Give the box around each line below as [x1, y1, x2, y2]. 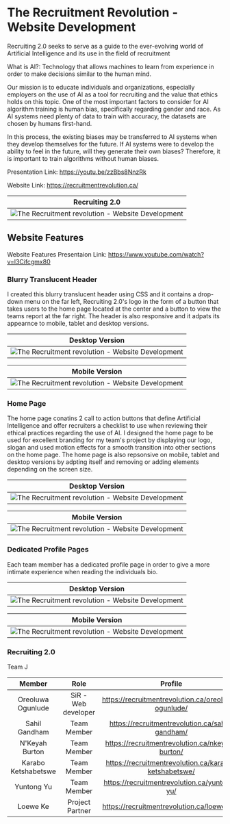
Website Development [7, 19, 136, 35]
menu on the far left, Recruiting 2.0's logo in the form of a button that [24, 298, 219, 306]
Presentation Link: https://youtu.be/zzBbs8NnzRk [7, 168, 147, 176]
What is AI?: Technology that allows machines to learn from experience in [7, 62, 214, 70]
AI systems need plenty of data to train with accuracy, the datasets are [7, 112, 207, 120]
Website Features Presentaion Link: [7, 250, 107, 258]
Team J [7, 662, 29, 671]
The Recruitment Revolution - [7, 5, 178, 21]
